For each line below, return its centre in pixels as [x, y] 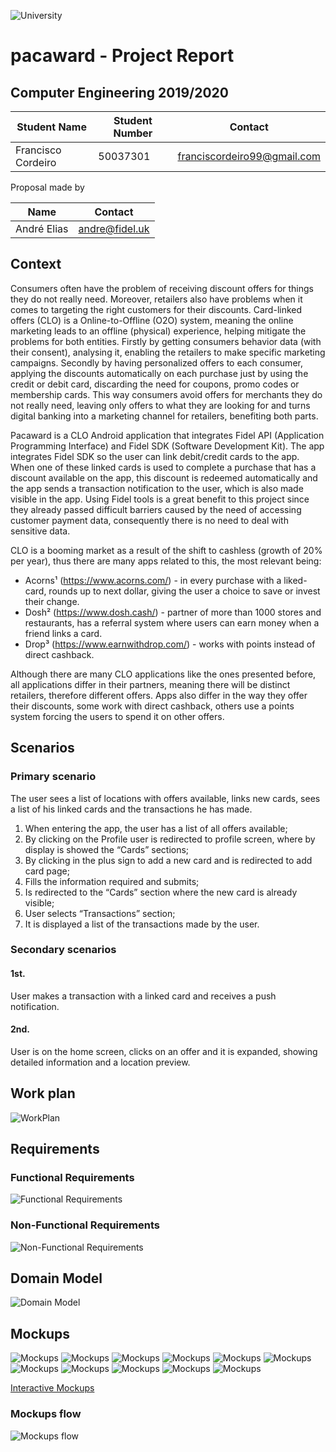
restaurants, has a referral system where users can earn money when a [172, 622]
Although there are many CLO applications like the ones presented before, [163, 674]
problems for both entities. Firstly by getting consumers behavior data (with [166, 341]
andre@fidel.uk [114, 228]
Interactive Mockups [52, 1388]
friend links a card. [63, 633]
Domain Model [56, 1278]
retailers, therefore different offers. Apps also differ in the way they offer [159, 695]
